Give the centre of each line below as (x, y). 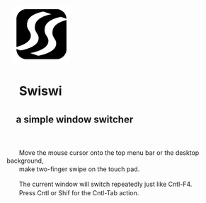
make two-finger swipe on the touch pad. (79, 169)
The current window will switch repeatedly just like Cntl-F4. (105, 184)
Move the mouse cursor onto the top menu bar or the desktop (109, 153)
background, (25, 161)
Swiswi (41, 91)
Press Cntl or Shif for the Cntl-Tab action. (79, 193)
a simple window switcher (75, 119)
